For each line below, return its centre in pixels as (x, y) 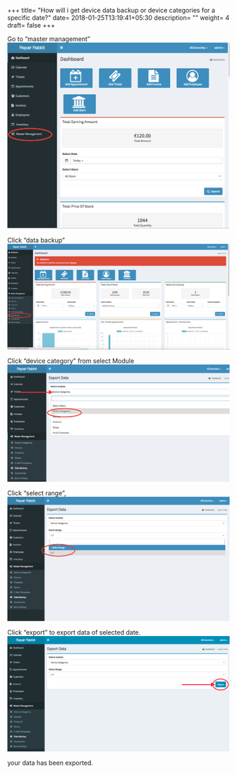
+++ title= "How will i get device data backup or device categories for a (111, 10)
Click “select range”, (37, 493)
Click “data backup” (36, 240)
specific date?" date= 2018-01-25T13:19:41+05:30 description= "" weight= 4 (119, 18)
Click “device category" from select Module (71, 361)
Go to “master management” (49, 39)
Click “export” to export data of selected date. (74, 632)
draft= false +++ (31, 25)
